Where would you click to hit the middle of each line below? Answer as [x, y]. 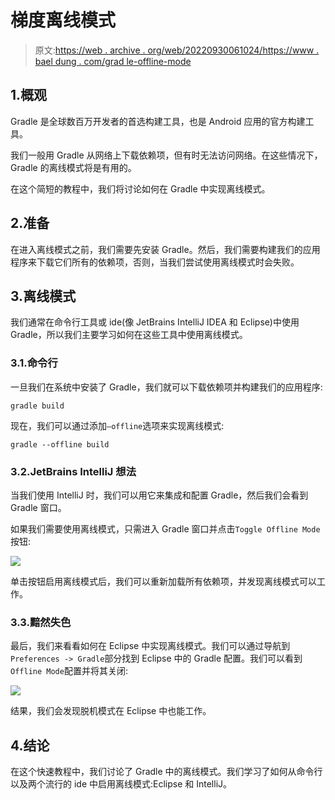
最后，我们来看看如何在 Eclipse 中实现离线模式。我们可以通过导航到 [150, 646]
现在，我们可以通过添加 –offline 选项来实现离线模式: [117, 425]
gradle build [37, 406]
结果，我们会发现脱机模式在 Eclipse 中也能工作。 [111, 711]
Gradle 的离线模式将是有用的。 [73, 167]
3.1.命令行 [34, 363]
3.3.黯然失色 [41, 622]
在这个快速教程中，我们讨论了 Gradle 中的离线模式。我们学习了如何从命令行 [166, 772]
